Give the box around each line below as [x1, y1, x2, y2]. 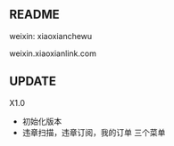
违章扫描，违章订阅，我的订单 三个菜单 [21, 126, 166, 137]
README [9, 7, 60, 22]
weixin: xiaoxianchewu [9, 30, 93, 41]
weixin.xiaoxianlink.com [9, 48, 96, 59]
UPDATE [9, 74, 56, 89]
